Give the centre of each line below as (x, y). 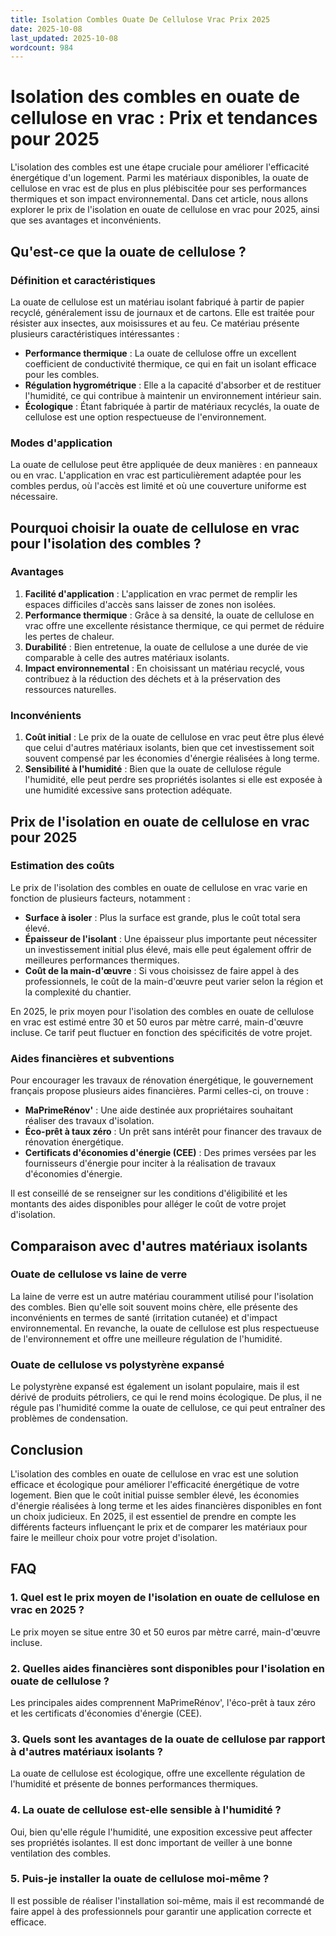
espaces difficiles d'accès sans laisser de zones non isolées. (150, 604)
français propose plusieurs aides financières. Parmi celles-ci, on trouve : (160, 1091)
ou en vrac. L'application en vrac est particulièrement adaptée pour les (156, 475)
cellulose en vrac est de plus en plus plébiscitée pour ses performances (158, 188)
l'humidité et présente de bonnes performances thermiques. (134, 1784)
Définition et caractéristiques (83, 280)
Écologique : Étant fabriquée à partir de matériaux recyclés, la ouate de (172, 406)
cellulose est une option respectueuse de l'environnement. (145, 417)
